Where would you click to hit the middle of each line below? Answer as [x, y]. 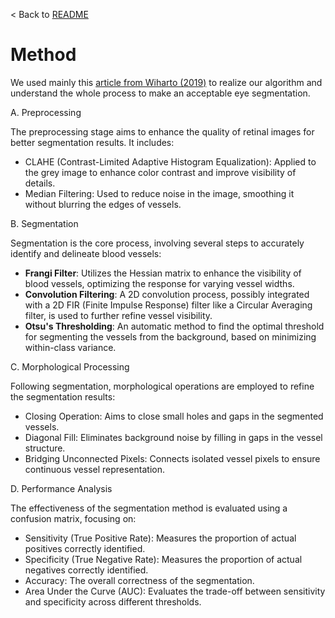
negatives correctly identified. [86, 570]
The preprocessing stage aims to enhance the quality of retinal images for [162, 131]
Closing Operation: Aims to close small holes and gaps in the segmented [174, 416]
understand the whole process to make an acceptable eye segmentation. [160, 93]
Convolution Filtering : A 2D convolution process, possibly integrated [167, 294]
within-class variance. [70, 347]
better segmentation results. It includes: [92, 142]
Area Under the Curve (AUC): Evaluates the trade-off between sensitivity [175, 591]
